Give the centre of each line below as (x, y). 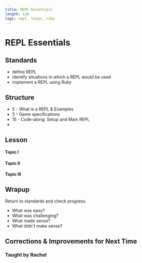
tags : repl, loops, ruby (30, 18)
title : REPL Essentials (29, 9)
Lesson (16, 140)
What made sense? (31, 221)
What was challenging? (35, 216)
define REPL (24, 72)
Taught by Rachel (26, 255)
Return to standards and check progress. (46, 201)
